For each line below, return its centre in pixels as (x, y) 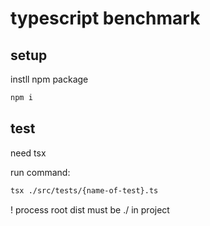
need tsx (28, 153)
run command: (40, 172)
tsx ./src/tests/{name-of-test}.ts (84, 190)
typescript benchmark (105, 18)
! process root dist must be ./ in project (90, 209)
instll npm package (49, 79)
